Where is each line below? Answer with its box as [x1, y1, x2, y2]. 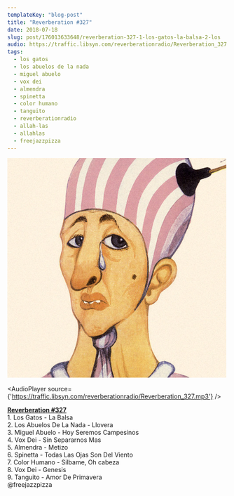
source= [48, 384, 72, 393]
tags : [7, 48, 23, 56]
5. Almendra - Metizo [7, 443, 69, 451]
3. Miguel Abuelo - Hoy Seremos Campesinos [7, 428, 139, 436]
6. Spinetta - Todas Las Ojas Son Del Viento [7, 450, 133, 459]
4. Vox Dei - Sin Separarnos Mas [7, 436, 102, 444]
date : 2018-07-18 [7, 26, 58, 33]
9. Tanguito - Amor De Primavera [7, 473, 103, 481]
